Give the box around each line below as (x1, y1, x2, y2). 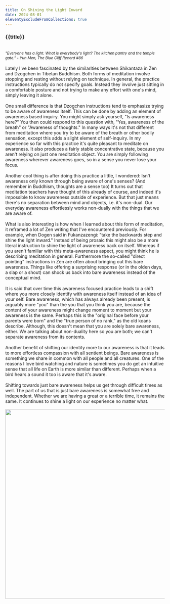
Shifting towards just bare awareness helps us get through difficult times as (5, 382, 163, 388)
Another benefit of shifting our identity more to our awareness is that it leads (5, 344, 165, 350)
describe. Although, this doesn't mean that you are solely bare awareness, (5, 323, 160, 329)
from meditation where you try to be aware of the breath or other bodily (5, 129, 154, 135)
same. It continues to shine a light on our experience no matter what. (5, 398, 149, 404)
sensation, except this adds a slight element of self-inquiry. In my (5, 135, 141, 141)
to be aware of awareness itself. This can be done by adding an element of (5, 108, 161, 114)
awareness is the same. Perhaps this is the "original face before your (5, 312, 149, 318)
